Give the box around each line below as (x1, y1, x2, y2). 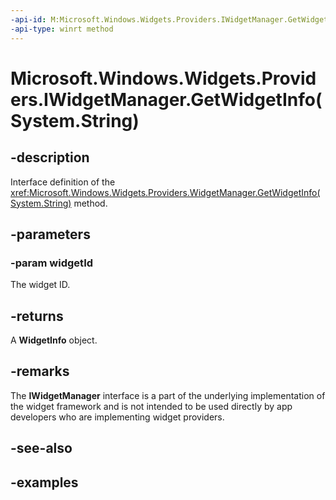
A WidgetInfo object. (10, 334, 98, 346)
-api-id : (10, 14, 47, 25)
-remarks (10, 363, 70, 380)
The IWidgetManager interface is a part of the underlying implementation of (10, 389, 326, 401)
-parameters (10, 226, 91, 243)
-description (10, 149, 90, 166)
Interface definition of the (10, 176, 116, 188)
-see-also (10, 440, 73, 457)
